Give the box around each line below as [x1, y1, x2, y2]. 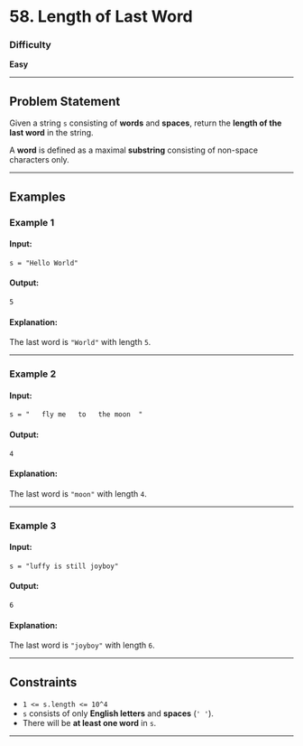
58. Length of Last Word [9, 6, 193, 27]
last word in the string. [9, 127, 94, 138]
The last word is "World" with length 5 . [9, 337, 151, 348]
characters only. [9, 154, 69, 165]
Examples [9, 189, 66, 204]
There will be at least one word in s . [22, 718, 157, 729]
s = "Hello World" [9, 258, 78, 267]
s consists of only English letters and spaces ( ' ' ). [22, 708, 215, 719]
